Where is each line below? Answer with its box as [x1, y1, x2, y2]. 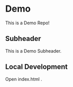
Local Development [5, 63, 68, 71]
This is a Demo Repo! [5, 20, 50, 26]
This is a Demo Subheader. [5, 48, 62, 54]
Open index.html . [5, 76, 42, 82]
